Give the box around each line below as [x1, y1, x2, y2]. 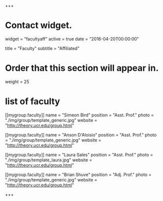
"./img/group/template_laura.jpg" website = [5, 157, 93, 163]
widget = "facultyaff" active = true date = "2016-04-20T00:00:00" [5, 36, 140, 42]
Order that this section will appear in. [5, 63, 159, 74]
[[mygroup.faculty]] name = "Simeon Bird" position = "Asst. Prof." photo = [5, 112, 154, 118]
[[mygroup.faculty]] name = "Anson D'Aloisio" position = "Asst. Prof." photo [5, 132, 157, 137]
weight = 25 [5, 79, 29, 85]
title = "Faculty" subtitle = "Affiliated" [5, 45, 80, 51]
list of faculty [5, 96, 60, 107]
